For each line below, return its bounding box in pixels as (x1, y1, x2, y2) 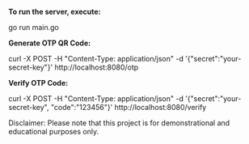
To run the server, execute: (8, 7, 101, 16)
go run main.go (8, 23, 59, 32)
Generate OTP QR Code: (8, 38, 91, 48)
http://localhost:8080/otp (54, 62, 139, 72)
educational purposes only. (8, 127, 99, 136)
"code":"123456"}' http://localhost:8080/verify (50, 103, 207, 112)
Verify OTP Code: (8, 78, 69, 87)
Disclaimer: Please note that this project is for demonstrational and (8, 118, 230, 128)
